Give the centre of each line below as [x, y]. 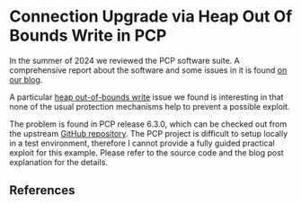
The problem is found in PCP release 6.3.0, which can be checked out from [148, 124]
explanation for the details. [58, 162]
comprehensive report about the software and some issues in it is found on [148, 70]
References [42, 191]
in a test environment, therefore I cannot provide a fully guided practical [142, 143]
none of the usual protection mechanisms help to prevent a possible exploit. [150, 106]
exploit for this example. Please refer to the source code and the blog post [147, 152]
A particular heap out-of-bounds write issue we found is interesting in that [146, 97]
